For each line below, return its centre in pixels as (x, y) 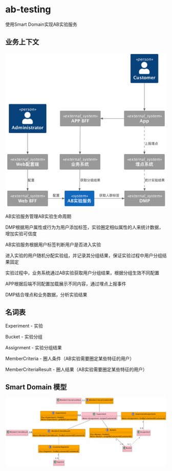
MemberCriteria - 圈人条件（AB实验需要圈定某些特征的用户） (70, 359)
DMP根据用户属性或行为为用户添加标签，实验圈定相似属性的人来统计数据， (84, 228)
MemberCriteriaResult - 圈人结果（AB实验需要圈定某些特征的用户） (76, 369)
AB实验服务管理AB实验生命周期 (38, 216)
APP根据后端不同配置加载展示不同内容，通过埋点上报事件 (66, 284)
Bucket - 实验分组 (24, 336)
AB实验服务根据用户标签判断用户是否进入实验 (53, 244)
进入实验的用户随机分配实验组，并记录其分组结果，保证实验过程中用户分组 (84, 256)
